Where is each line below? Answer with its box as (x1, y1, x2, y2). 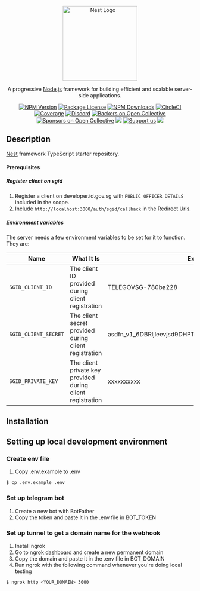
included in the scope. (14, 199, 70, 206)
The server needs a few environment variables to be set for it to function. (6, 234, 186, 241)
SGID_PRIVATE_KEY (9, 378, 58, 385)
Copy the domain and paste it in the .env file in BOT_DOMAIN (14, 555, 165, 562)
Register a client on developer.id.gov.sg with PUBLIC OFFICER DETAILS (14, 192, 184, 200)
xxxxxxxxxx (107, 377, 141, 385)
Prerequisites (6, 164, 40, 171)
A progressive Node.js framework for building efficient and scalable (7, 85, 174, 93)
